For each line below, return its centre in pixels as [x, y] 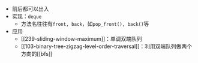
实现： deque [27, 16]
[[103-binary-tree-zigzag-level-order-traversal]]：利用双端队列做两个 [106, 46]
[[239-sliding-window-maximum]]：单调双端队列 [81, 39]
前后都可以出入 [30, 9]
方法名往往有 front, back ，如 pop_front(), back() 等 [85, 24]
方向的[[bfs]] [37, 54]
